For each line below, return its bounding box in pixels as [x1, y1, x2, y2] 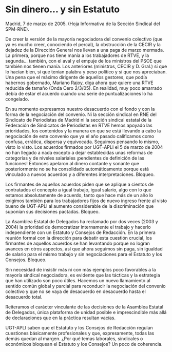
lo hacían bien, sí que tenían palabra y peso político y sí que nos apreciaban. [5, 68, 167, 75]
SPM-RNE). [5, 26, 30, 32]
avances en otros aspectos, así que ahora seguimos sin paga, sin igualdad [5, 245, 163, 252]
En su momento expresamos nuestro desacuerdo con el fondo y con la [5, 106, 155, 112]
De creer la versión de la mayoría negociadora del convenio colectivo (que [5, 36, 163, 42]
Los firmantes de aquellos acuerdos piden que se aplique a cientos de [5, 181, 154, 187]
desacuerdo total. [5, 294, 43, 300]
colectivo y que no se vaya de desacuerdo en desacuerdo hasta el [5, 288, 146, 295]
